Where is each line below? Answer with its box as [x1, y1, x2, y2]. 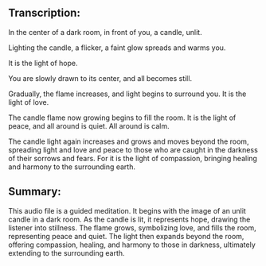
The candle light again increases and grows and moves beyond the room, [8, 137, 249, 146]
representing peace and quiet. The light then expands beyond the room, [8, 231, 244, 241]
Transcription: [8, 6, 81, 20]
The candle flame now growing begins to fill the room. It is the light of [8, 113, 237, 122]
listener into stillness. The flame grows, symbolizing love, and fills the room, [8, 222, 256, 233]
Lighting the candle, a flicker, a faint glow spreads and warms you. [8, 43, 226, 52]
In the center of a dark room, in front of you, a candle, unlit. [8, 27, 202, 37]
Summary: [8, 185, 61, 199]
